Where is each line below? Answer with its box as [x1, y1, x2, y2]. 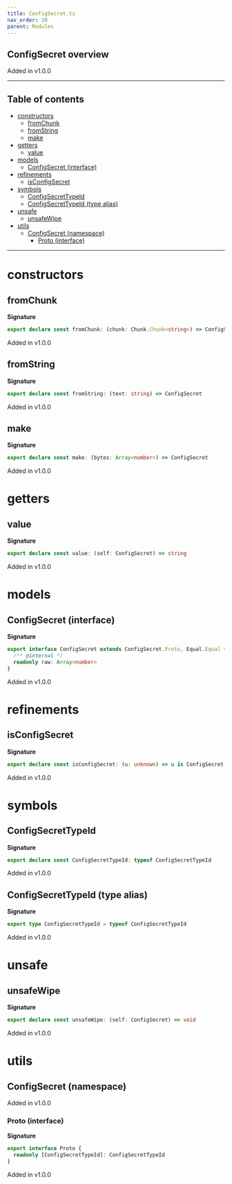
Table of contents [7, 93, 84, 105]
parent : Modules [7, 23, 54, 30]
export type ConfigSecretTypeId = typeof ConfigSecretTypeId [7, 921, 187, 928]
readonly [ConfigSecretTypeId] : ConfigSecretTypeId [13, 1152, 166, 1158]
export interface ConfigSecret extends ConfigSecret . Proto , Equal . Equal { [7, 646, 227, 653]
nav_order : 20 [7, 17, 48, 23]
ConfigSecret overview [7, 48, 109, 60]
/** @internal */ [13, 652, 64, 659]
